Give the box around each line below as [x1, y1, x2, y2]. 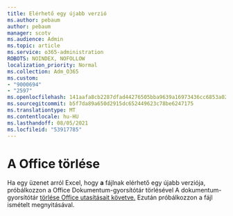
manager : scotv [7, 29, 51, 37]
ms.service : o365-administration [7, 49, 104, 56]
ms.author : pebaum [7, 17, 60, 24]
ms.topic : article [7, 42, 60, 49]
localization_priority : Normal [7, 62, 98, 69]
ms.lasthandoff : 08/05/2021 [7, 119, 89, 127]
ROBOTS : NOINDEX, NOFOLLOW [7, 55, 85, 62]
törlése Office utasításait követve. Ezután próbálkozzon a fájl [40, 193, 213, 201]
